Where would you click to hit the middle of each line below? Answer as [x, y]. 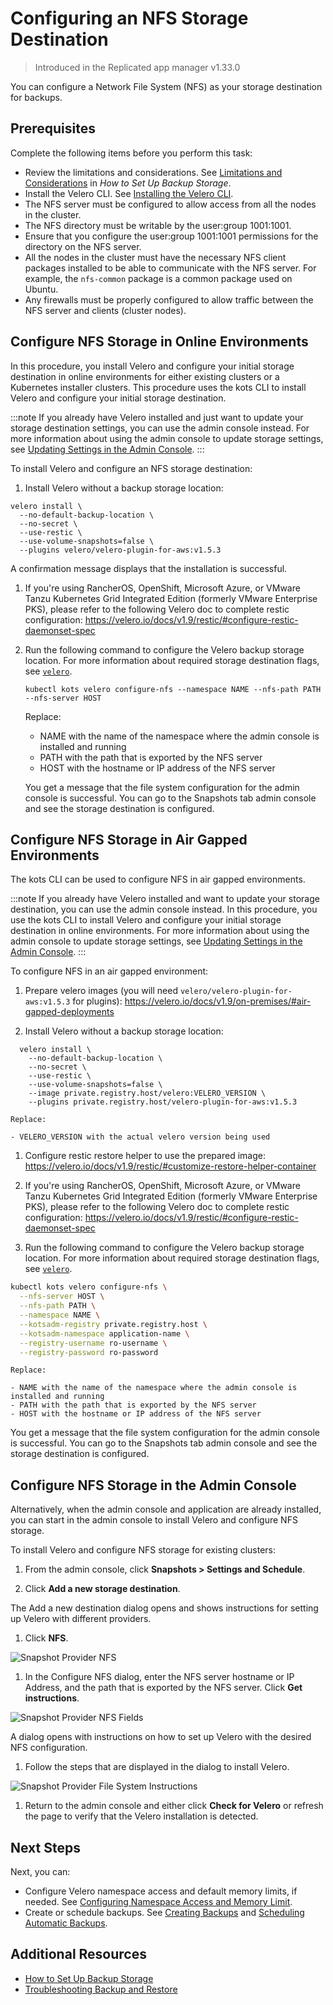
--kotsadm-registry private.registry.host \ [113, 1324]
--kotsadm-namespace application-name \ [104, 1333]
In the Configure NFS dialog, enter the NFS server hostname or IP [159, 1677]
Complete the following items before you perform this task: [131, 153]
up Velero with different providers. [81, 1619]
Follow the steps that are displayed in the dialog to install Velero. [157, 1767]
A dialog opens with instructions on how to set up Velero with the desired [161, 1737]
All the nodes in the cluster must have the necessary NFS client [155, 257]
